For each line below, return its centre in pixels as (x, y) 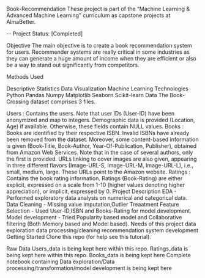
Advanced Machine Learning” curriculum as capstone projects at (88, 15)
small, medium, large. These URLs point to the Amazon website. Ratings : (99, 172)
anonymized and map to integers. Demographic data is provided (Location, (101, 120)
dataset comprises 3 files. (63, 101)
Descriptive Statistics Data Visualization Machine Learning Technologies (97, 89)
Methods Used (25, 77)
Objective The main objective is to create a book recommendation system (99, 46)
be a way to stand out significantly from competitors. (73, 65)
